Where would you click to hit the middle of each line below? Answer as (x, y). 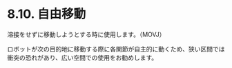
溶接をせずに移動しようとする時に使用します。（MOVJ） (86, 34)
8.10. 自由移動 (47, 14)
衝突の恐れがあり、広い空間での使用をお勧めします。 (83, 57)
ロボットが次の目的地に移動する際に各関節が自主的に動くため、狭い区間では (116, 49)
